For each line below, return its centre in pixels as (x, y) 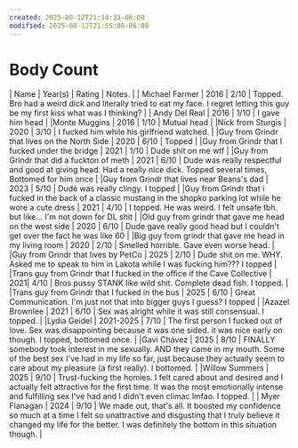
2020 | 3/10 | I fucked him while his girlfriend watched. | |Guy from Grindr (144, 132)
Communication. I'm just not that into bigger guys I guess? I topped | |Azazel (149, 302)
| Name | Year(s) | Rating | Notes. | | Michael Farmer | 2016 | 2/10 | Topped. (146, 94)
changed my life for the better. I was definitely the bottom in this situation (143, 425)
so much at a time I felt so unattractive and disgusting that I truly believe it (145, 415)
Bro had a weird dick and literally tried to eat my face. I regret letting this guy (149, 104)
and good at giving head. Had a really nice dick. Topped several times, (138, 170)
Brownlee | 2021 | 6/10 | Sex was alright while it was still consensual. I (137, 311)
